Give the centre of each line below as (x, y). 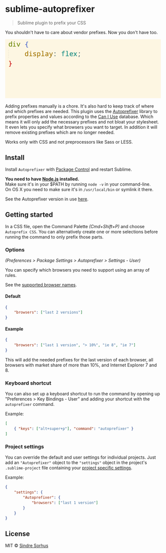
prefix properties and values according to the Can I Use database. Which (79, 117)
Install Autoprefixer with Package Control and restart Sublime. (69, 169)
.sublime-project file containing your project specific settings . (69, 468)
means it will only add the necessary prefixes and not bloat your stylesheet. (82, 122)
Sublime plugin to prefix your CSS (52, 23)
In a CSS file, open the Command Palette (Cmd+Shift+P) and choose (75, 226)
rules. (11, 276)
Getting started (29, 215)
